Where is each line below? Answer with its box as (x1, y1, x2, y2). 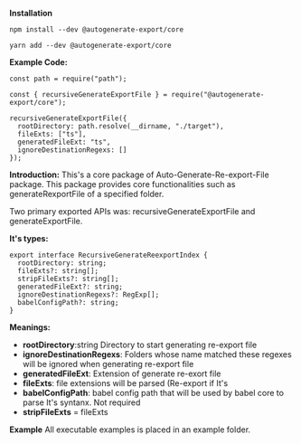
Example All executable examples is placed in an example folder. (9, 424, 251, 435)
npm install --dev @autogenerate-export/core (9, 25, 183, 34)
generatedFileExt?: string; (17, 282, 124, 291)
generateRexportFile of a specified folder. (9, 189, 165, 199)
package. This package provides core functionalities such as (9, 179, 236, 189)
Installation (9, 8, 52, 18)
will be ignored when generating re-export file (22, 359, 194, 369)
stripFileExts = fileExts (22, 407, 108, 417)
